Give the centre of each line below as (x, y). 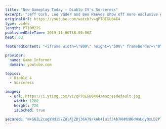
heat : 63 (14, 38)
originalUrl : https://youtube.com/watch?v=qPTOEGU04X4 (63, 19)
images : (13, 92)
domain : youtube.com (31, 64)
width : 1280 (26, 101)
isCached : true (30, 110)
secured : (14, 119)
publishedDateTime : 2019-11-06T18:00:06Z (48, 33)
